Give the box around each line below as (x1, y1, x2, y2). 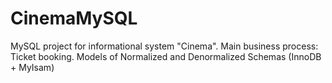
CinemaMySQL (10, 7, 138, 30)
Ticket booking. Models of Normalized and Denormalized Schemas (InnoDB (10, 50, 322, 62)
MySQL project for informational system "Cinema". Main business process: (10, 40, 319, 52)
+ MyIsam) (10, 61, 55, 73)
